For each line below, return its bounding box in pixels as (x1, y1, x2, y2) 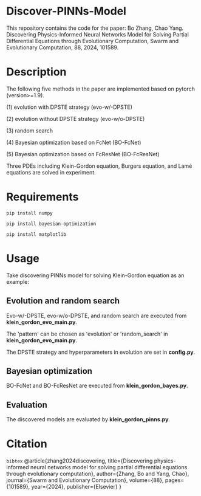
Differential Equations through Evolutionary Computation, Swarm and (6, 37, 179, 44)
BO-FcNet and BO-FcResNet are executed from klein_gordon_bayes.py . (6, 382, 188, 390)
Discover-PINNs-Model (6, 4, 126, 18)
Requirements (6, 190, 79, 204)
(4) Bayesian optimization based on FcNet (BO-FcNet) (6, 139, 141, 146)
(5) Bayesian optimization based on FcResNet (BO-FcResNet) (6, 150, 160, 157)
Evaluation (6, 399, 47, 410)
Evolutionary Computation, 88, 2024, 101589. (6, 44, 119, 51)
